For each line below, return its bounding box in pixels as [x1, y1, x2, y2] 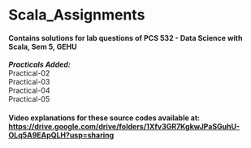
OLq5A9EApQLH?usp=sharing [8, 130, 115, 140]
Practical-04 [8, 85, 50, 95]
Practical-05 [8, 94, 50, 104]
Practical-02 [8, 68, 50, 78]
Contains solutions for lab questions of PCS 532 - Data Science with [8, 33, 243, 42]
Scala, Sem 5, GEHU [8, 41, 77, 51]
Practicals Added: [8, 59, 71, 70]
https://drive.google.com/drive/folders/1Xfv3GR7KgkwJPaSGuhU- [8, 121, 240, 131]
